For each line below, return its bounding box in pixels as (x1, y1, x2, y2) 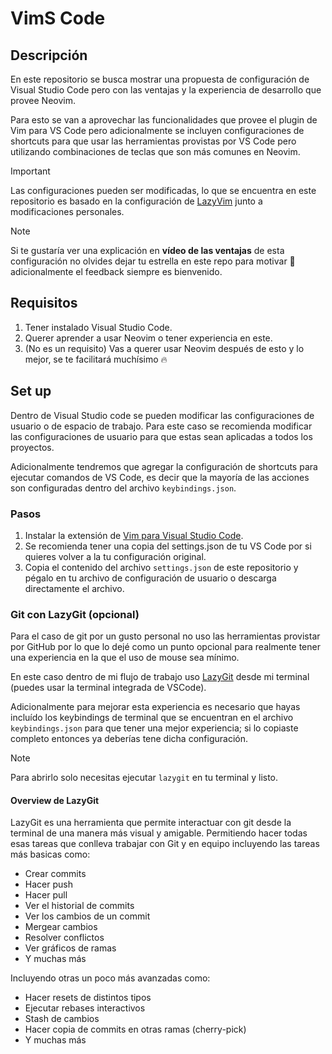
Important (10, 165, 51, 177)
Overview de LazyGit (10, 794, 100, 806)
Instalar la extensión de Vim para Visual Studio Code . (24, 529, 244, 541)
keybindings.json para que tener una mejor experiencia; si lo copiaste (10, 722, 299, 734)
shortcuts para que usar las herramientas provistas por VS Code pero (10, 135, 297, 147)
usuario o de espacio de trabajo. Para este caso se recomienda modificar (10, 420, 313, 432)
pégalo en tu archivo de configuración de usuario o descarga (24, 572, 277, 584)
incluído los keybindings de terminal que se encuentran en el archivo (10, 712, 294, 724)
